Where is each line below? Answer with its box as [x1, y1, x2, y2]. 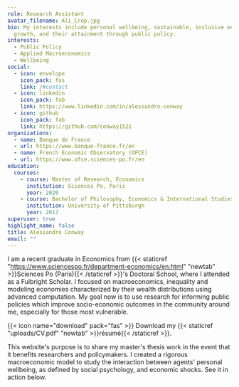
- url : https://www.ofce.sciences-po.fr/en [14, 156, 144, 164]
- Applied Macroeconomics [14, 51, 91, 58]
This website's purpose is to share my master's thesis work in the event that [7, 343, 230, 351]
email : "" [7, 235, 37, 243]
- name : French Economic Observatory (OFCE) [14, 149, 148, 157]
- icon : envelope [14, 70, 65, 77]
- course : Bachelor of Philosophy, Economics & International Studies [20, 196, 234, 203]
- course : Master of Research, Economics [20, 176, 144, 183]
